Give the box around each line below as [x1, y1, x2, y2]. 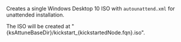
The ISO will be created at [6, 23, 70, 30]
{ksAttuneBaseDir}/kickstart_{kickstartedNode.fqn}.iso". [6, 29, 146, 36]
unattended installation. [6, 11, 64, 18]
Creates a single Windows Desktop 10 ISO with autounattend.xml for [6, 5, 176, 12]
